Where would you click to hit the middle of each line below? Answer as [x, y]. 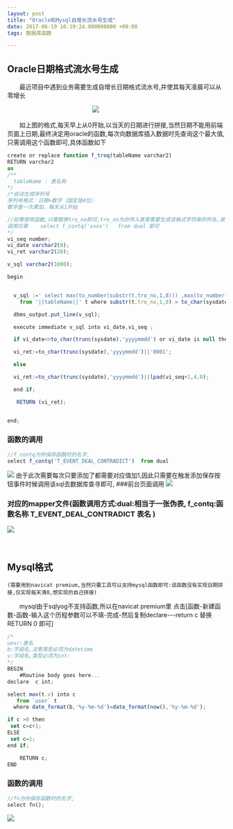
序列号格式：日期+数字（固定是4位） [52, 201]
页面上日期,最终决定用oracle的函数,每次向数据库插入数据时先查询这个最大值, [116, 134]
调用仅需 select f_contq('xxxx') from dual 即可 [83, 226]
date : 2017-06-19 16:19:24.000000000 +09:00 [72, 26]
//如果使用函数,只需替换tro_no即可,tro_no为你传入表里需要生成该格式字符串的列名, [114, 219]
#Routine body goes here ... [60, 675]
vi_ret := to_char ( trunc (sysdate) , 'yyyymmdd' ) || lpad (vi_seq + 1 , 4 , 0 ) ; [111, 377]
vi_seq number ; [29, 239]
